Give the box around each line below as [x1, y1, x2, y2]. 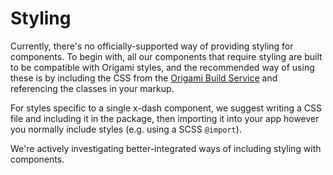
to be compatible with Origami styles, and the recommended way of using [10, 61, 315, 73]
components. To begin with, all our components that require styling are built [10, 50, 323, 62]
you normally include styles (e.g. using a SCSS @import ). [10, 123, 242, 135]
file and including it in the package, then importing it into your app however [10, 112, 320, 124]
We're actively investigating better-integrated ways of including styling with [10, 142, 322, 154]
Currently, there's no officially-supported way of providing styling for [10, 40, 294, 52]
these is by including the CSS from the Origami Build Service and [10, 72, 278, 84]
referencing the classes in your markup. [10, 82, 175, 94]
